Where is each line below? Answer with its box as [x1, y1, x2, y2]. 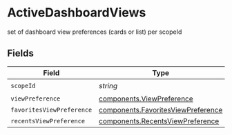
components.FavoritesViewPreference [99, 105, 223, 114]
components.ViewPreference [99, 94, 193, 103]
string [99, 81, 118, 91]
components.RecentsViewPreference [99, 116, 220, 125]
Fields [7, 48, 35, 59]
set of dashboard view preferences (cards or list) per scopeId [7, 28, 182, 36]
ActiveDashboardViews [7, 5, 146, 21]
